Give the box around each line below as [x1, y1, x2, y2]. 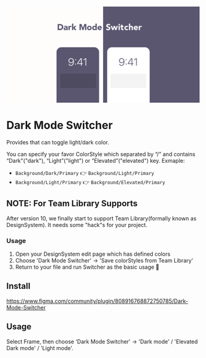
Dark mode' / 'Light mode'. [6, 344, 74, 351]
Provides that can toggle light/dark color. [6, 138, 109, 146]
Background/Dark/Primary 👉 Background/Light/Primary [15, 169, 154, 176]
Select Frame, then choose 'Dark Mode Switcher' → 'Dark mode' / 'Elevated [6, 338, 198, 345]
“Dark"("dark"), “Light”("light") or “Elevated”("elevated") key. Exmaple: [6, 157, 185, 164]
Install [6, 281, 31, 291]
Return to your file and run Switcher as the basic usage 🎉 [15, 263, 159, 271]
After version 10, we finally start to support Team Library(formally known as [6, 214, 197, 222]
